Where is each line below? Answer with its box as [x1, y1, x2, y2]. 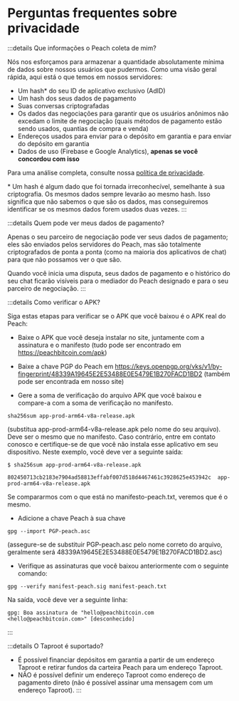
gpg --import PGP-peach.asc [7, 527, 91, 535]
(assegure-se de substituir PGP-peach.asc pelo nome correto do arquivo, [7, 540, 223, 549]
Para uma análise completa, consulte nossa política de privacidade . [7, 168, 205, 177]
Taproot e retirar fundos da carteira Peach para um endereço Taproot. [17, 663, 223, 671]
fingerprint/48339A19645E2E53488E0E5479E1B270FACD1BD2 [17, 369, 203, 378]
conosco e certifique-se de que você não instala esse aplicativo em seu [7, 440, 218, 448]
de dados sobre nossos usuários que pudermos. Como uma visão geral [7, 65, 217, 73]
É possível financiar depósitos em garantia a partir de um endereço [17, 655, 215, 664]
